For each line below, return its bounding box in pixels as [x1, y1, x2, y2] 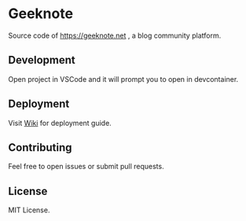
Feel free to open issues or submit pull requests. [8, 162, 164, 171]
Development [8, 53, 76, 67]
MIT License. [8, 205, 50, 215]
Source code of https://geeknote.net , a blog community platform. [8, 31, 222, 40]
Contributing [8, 141, 72, 154]
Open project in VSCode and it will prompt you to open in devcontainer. [8, 74, 239, 83]
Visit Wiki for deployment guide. [8, 118, 112, 127]
